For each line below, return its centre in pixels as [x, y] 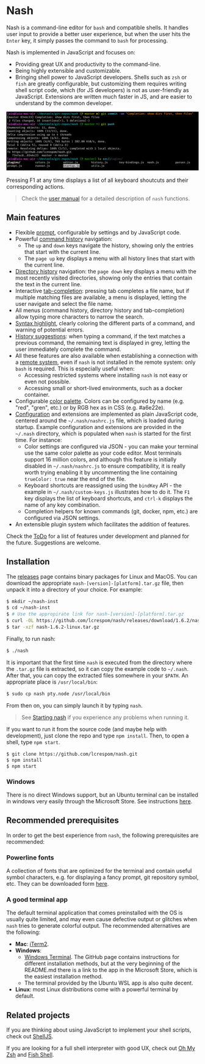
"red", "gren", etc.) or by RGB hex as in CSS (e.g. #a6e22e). [90, 407]
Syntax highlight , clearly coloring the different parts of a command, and [105, 323]
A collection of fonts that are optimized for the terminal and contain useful [99, 871]
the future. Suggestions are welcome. [54, 542]
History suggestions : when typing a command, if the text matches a [100, 336]
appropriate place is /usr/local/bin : [52, 682]
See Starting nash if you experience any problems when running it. [105, 717]
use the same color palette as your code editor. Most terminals [103, 453]
